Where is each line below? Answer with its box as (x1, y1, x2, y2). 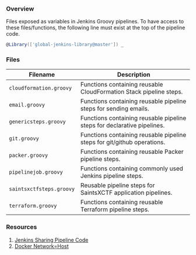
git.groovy (9, 135, 39, 142)
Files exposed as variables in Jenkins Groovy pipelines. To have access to (6, 18, 184, 25)
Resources (6, 223, 37, 231)
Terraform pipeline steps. (80, 205, 150, 213)
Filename (29, 71, 55, 79)
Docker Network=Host (14, 242, 69, 250)
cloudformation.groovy (9, 85, 72, 92)
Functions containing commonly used (80, 164, 184, 173)
